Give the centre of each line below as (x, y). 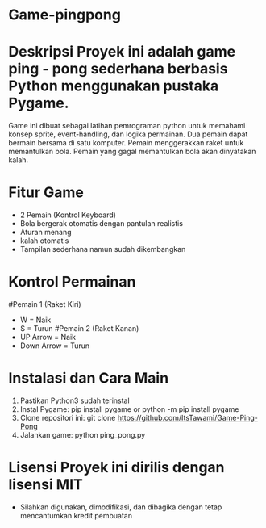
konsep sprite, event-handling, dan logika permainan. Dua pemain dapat (128, 134)
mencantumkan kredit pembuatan (76, 515)
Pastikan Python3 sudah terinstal (75, 400)
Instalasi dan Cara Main (89, 378)
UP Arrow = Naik (48, 337)
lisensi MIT (46, 485)
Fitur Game (46, 193)
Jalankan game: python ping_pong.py (83, 434)
